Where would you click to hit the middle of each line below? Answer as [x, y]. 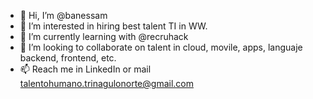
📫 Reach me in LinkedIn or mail [85, 69]
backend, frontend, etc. [68, 58]
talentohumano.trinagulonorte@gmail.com [106, 83]
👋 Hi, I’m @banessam [63, 15]
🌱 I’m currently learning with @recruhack [104, 36]
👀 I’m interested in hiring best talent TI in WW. [113, 26]
